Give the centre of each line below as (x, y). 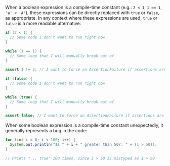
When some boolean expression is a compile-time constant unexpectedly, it (84, 125)
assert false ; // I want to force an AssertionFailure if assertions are (85, 116)
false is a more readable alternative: (43, 23)
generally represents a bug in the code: (46, 131)
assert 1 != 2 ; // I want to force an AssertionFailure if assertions (81, 70)
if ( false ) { (19, 79)
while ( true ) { (21, 97)
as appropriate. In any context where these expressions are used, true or (81, 18)
